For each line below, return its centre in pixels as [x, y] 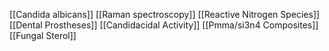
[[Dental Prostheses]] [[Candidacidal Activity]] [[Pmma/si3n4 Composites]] [164, 25]
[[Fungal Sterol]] [43, 35]
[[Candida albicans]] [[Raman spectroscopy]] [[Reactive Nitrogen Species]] [165, 14]
